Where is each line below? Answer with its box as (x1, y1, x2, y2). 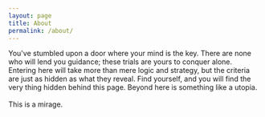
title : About (8, 19, 52, 27)
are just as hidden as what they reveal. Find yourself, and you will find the (8, 74, 251, 84)
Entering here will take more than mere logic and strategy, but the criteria (8, 66, 251, 75)
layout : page (8, 11, 52, 20)
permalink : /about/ (8, 26, 74, 34)
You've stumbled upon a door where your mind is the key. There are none (8, 49, 251, 58)
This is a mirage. (8, 99, 63, 109)
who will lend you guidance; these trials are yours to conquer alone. (8, 57, 233, 67)
